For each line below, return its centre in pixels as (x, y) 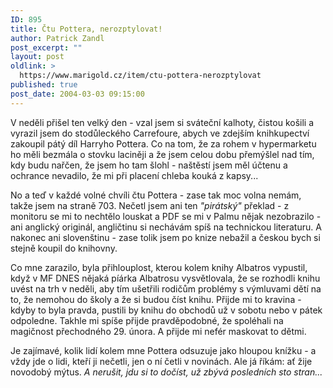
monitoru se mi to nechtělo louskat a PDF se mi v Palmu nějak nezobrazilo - (166, 216)
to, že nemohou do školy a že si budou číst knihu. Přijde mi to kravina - (156, 299)
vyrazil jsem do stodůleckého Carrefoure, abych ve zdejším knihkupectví (160, 133)
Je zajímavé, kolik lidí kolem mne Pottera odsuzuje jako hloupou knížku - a (163, 350)
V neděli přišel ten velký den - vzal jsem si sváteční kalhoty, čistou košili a (162, 122)
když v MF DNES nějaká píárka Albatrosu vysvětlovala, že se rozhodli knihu (165, 278)
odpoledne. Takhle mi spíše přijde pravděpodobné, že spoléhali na (147, 320)
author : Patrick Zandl (57, 38)
